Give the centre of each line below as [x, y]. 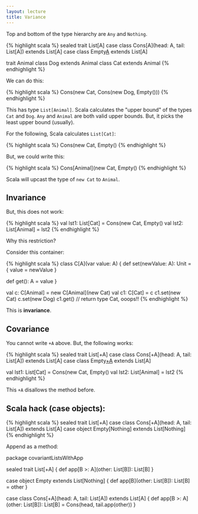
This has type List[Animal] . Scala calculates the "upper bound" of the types [99, 110]
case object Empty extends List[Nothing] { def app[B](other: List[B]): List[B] [98, 480]
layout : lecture [26, 11]
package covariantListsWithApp [45, 457]
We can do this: [25, 81]
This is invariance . [29, 310]
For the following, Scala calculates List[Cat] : [61, 134]
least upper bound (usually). [40, 122]
